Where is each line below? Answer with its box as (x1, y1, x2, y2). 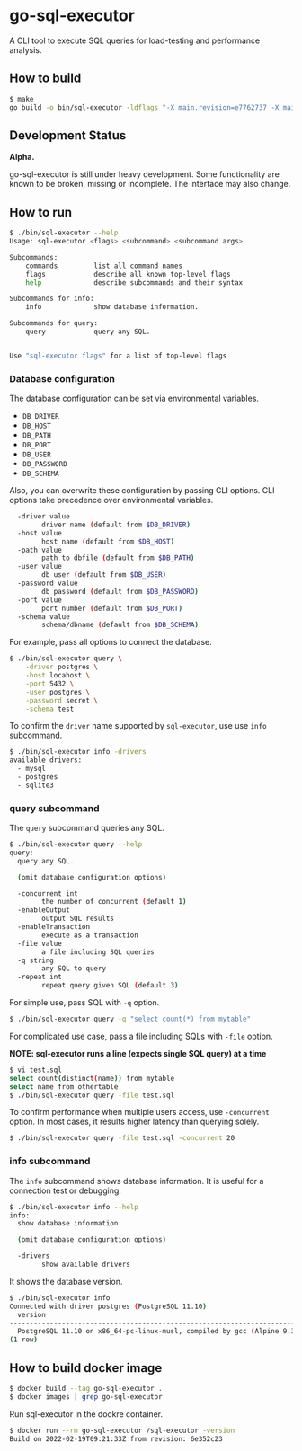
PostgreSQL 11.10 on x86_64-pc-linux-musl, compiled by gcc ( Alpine (17, 1327, 280, 1336)
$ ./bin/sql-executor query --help (9, 840, 143, 849)
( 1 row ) (9, 1335, 39, 1344)
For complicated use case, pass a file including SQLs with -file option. (9, 1031, 273, 1041)
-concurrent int (17, 889, 78, 898)
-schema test (25, 704, 75, 713)
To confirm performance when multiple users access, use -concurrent (9, 1107, 270, 1118)
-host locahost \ (25, 671, 91, 680)
